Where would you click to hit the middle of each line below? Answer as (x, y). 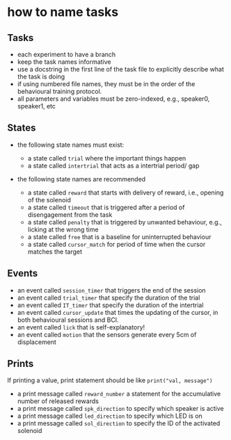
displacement (37, 342)
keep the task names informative (64, 62)
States (22, 128)
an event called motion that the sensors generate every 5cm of (107, 334)
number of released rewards (58, 401)
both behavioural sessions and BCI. (68, 320)
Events (23, 274)
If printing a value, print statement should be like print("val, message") (110, 380)
